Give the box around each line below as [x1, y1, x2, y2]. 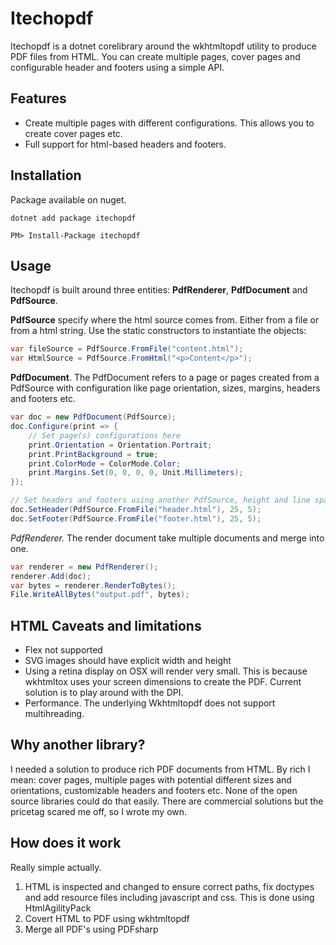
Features [10, 90, 67, 107]
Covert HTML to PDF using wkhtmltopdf [24, 912, 190, 924]
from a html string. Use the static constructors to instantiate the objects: [10, 325, 307, 337]
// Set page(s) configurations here [28, 430, 182, 441]
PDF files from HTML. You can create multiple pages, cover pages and [10, 50, 301, 62]
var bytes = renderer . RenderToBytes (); [10, 580, 177, 591]
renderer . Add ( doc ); [10, 571, 92, 581]
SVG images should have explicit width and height [24, 655, 232, 667]
